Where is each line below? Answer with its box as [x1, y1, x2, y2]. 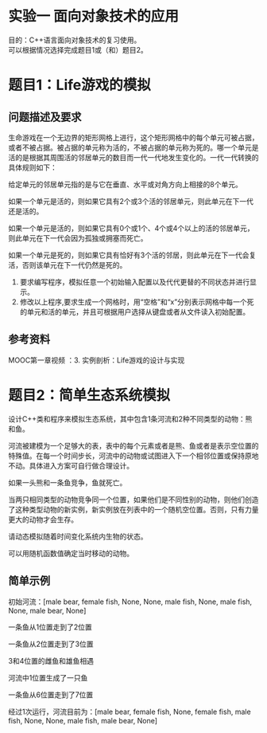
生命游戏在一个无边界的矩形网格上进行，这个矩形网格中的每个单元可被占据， [8, 132, 259, 142]
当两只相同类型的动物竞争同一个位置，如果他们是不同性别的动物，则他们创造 [8, 495, 259, 504]
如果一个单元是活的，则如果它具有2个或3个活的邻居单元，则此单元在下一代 [8, 196, 254, 206]
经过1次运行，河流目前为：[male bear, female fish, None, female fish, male [8, 707, 252, 716]
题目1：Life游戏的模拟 [8, 76, 151, 94]
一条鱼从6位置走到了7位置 [8, 690, 94, 700]
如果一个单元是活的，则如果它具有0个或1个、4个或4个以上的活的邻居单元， [8, 223, 254, 233]
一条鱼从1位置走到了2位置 [8, 622, 93, 632]
